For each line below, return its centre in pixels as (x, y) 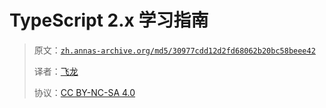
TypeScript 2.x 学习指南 (109, 20)
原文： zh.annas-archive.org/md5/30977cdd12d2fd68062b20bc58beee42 (174, 50)
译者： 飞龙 (56, 71)
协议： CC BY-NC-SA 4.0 (84, 92)
